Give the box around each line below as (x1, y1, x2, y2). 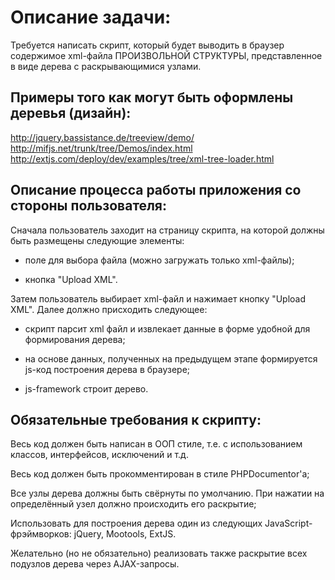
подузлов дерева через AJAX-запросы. (10, 558, 180, 570)
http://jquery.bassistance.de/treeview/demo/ (10, 131, 195, 143)
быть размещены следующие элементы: (10, 234, 185, 246)
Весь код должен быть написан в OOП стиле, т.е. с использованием (10, 438, 303, 450)
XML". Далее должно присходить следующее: (10, 303, 208, 315)
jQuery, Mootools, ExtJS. (73, 528, 177, 540)
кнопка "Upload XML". (24, 273, 118, 285)
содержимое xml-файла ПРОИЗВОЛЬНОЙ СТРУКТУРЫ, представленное (10, 49, 323, 61)
